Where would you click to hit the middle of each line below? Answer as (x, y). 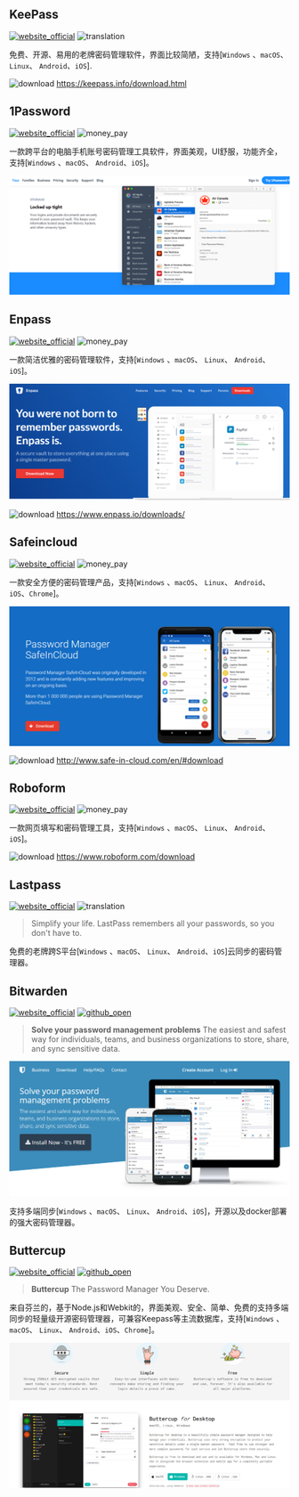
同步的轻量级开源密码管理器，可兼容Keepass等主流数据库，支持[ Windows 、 (147, 1319)
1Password (40, 112)
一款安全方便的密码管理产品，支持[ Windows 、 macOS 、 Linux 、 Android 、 (140, 582)
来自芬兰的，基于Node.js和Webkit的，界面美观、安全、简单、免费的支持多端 (149, 1307)
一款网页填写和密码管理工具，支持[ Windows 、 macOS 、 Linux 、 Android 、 (140, 828)
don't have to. (57, 933)
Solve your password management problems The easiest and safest (158, 1029)
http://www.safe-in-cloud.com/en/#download (140, 760)
